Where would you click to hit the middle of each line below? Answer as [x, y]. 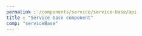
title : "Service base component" [50, 18]
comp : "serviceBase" [32, 23]
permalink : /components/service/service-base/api [72, 12]
